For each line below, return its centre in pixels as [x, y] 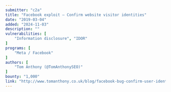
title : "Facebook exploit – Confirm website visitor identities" [76, 15]
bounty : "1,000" [22, 77]
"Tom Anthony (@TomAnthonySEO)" [49, 67]
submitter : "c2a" [24, 10]
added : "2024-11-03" [27, 24]
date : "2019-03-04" [26, 19]
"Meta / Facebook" [34, 53]
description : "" [22, 29]
